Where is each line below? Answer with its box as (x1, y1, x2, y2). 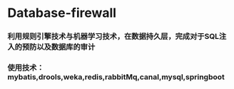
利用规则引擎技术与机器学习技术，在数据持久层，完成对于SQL (7, 32, 220, 42)
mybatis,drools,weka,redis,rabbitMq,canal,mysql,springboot (7, 72, 225, 82)
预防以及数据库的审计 (21, 42, 96, 52)
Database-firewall (7, 5, 116, 21)
